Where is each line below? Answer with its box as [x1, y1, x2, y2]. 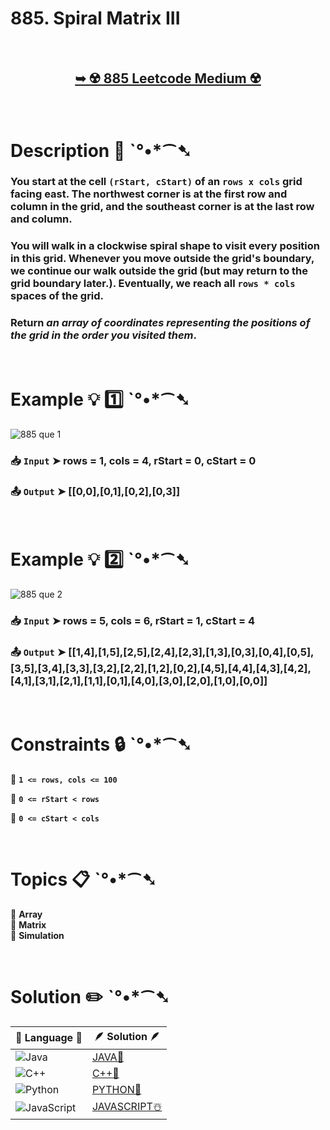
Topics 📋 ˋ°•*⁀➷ [10, 868, 157, 891]
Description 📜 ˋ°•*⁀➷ [10, 139, 192, 162]
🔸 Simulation [10, 929, 65, 941]
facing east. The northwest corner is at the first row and [10, 187, 288, 201]
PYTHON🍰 [91, 1082, 142, 1096]
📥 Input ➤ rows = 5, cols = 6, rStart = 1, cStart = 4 [10, 613, 256, 627]
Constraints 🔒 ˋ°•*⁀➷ [10, 733, 193, 756]
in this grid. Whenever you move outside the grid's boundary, [10, 252, 315, 266]
